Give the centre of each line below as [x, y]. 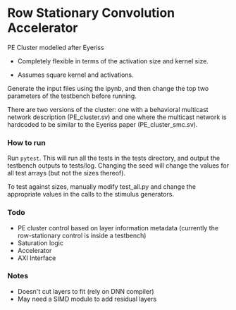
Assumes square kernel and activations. [75, 75]
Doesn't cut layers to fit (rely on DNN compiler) [86, 291]
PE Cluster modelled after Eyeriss [56, 47]
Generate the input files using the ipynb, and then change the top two [108, 88]
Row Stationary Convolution [91, 13]
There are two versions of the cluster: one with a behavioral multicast [108, 109]
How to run [26, 142]
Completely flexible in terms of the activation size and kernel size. [113, 61]
